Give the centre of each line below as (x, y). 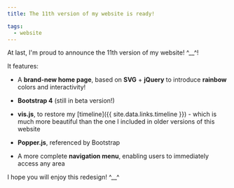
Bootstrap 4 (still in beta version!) (66, 101)
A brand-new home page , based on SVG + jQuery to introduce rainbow (122, 80)
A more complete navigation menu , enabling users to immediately (113, 156)
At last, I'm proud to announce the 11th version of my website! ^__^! (103, 52)
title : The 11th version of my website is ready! (81, 14)
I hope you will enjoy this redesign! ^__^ (63, 177)
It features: (23, 66)
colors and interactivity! (51, 87)
